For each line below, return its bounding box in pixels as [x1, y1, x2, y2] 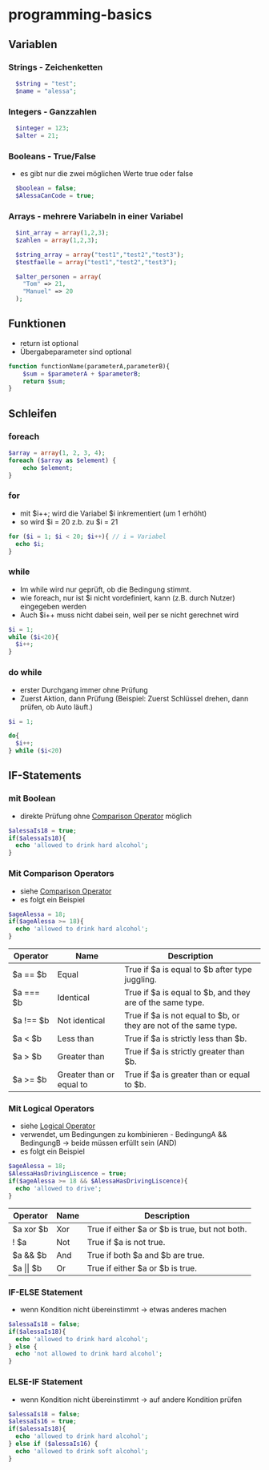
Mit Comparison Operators [8, 868, 114, 879]
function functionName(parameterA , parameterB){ [8, 362, 171, 370]
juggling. [123, 974, 158, 986]
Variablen [8, 38, 58, 51]
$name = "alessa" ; [15, 86, 78, 95]
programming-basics [8, 6, 153, 24]
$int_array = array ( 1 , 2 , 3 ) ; [15, 229, 110, 237]
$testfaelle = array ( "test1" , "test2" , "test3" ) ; [15, 258, 178, 266]
